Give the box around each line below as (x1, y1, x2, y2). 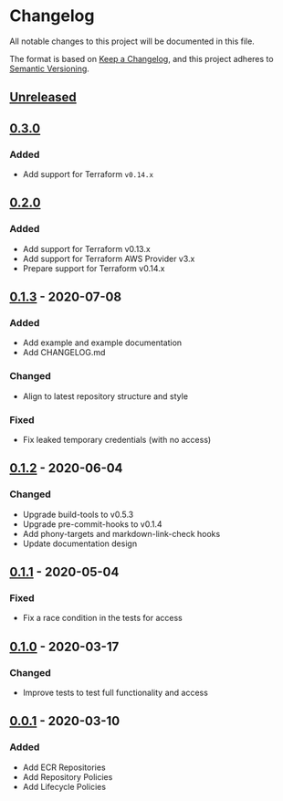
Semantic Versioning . (9, 63, 89, 74)
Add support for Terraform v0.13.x (22, 243, 151, 254)
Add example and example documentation (22, 337, 183, 348)
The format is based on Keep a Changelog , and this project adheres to (9, 53, 274, 64)
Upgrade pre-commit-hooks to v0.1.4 (22, 518, 162, 530)
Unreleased (9, 90, 78, 105)
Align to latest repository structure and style (22, 390, 189, 402)
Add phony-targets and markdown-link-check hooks (22, 528, 221, 539)
